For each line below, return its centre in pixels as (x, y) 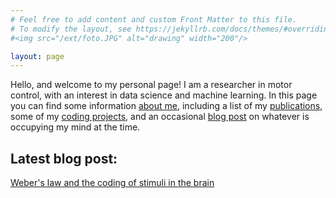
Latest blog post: (64, 158)
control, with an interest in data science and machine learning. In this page (164, 95)
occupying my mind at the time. (75, 127)
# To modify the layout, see (71, 29)
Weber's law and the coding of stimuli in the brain (112, 183)
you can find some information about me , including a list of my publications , (166, 106)
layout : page (37, 56)
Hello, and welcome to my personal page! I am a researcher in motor (151, 85)
